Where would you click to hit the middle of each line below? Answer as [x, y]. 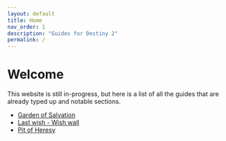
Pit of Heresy [37, 130]
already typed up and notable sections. [64, 102]
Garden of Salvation [46, 115]
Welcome [36, 75]
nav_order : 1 [26, 27]
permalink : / [26, 40]
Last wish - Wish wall [48, 123]
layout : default [31, 14]
